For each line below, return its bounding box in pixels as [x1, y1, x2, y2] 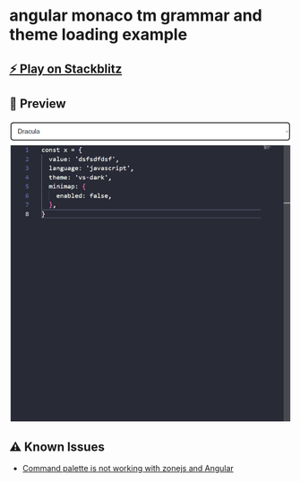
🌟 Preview [9, 96, 66, 111]
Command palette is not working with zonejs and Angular [21, 462, 235, 473]
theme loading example [9, 24, 188, 45]
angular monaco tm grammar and [9, 5, 262, 26]
